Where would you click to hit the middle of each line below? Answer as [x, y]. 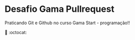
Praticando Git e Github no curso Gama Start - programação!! [67, 23]
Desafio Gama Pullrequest [60, 9]
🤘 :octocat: [16, 32]
